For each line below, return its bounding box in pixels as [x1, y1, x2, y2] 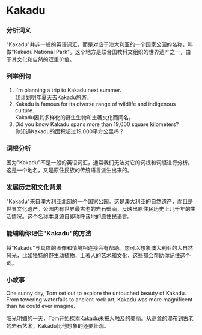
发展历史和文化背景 [6, 183, 62, 191]
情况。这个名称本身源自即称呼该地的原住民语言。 [11, 213, 133, 220]
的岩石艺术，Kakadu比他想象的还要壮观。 [6, 322, 109, 329]
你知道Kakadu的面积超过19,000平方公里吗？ [14, 127, 124, 135]
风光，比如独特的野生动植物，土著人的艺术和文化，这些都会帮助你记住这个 [6, 252, 191, 259]
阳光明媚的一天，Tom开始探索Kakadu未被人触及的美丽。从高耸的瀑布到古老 [6, 315, 194, 322]
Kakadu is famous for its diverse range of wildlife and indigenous [14, 100, 176, 107]
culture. [14, 106, 34, 114]
